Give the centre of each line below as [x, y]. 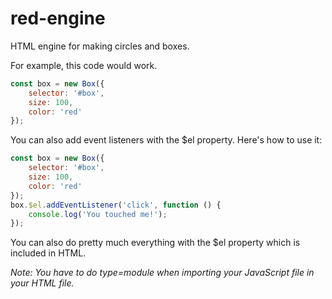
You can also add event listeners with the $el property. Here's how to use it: [166, 140]
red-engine [58, 18]
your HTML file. [42, 283]
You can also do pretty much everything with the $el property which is [155, 243]
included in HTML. [48, 253]
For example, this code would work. [84, 65]
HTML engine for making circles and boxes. [100, 46]
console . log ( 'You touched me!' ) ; [98, 214]
